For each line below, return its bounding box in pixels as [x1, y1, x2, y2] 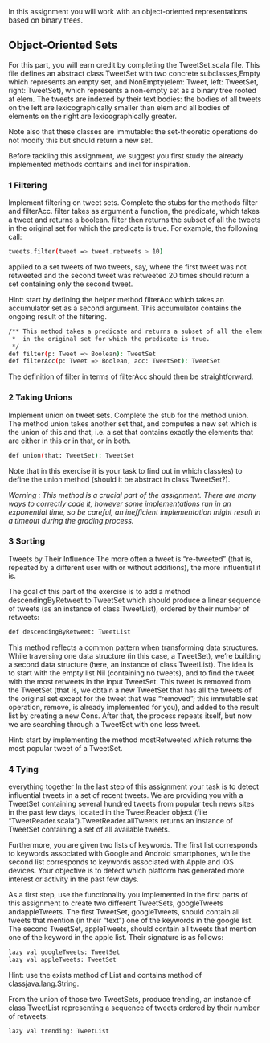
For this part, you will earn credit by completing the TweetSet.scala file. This [8, 60, 260, 69]
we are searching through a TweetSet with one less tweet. [8, 719, 201, 729]
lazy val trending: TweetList [8, 1027, 110, 1035]
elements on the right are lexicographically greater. [8, 111, 178, 121]
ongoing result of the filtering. [8, 311, 107, 321]
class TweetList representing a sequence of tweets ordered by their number [8, 1003, 260, 1012]
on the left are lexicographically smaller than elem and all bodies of [8, 102, 231, 112]
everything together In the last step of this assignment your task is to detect [8, 782, 260, 791]
